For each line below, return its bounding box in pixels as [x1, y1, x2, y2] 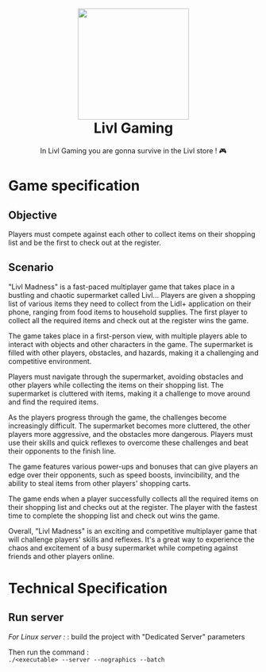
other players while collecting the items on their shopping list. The [8, 380, 224, 389]
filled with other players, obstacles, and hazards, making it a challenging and [8, 348, 259, 357]
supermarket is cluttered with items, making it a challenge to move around [8, 388, 251, 398]
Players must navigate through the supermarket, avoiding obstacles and [8, 372, 244, 381]
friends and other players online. [8, 551, 115, 561]
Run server [8, 611, 64, 624]
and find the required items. [8, 397, 99, 407]
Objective [8, 208, 58, 222]
